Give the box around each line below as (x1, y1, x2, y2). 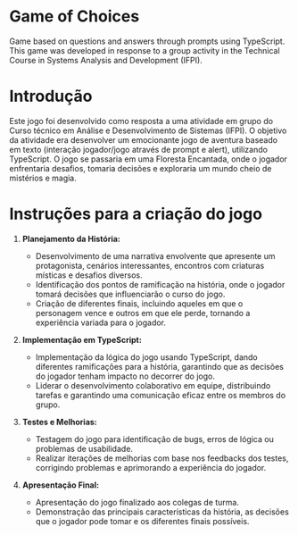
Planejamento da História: (21, 233, 120, 244)
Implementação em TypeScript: (21, 334, 143, 345)
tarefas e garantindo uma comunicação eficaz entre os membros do (35, 389, 286, 400)
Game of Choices (9, 6, 140, 27)
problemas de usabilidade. (35, 443, 134, 454)
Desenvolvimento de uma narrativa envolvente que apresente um (35, 250, 276, 261)
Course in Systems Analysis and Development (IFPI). (9, 54, 203, 65)
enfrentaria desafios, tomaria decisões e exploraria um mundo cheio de (9, 163, 272, 173)
